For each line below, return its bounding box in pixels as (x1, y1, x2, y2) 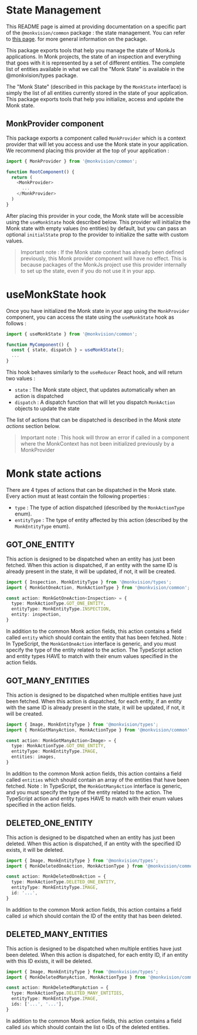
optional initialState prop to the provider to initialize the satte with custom (6, 231, 189, 238)
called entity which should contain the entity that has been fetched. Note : (6, 633, 187, 640)
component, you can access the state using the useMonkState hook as (6, 313, 175, 321)
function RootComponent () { (6, 168, 75, 175)
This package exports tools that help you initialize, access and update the (6, 95, 184, 103)
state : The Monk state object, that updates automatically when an (14, 386, 176, 393)
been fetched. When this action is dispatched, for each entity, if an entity (6, 697, 182, 704)
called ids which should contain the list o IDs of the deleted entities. (6, 1023, 170, 1030)
